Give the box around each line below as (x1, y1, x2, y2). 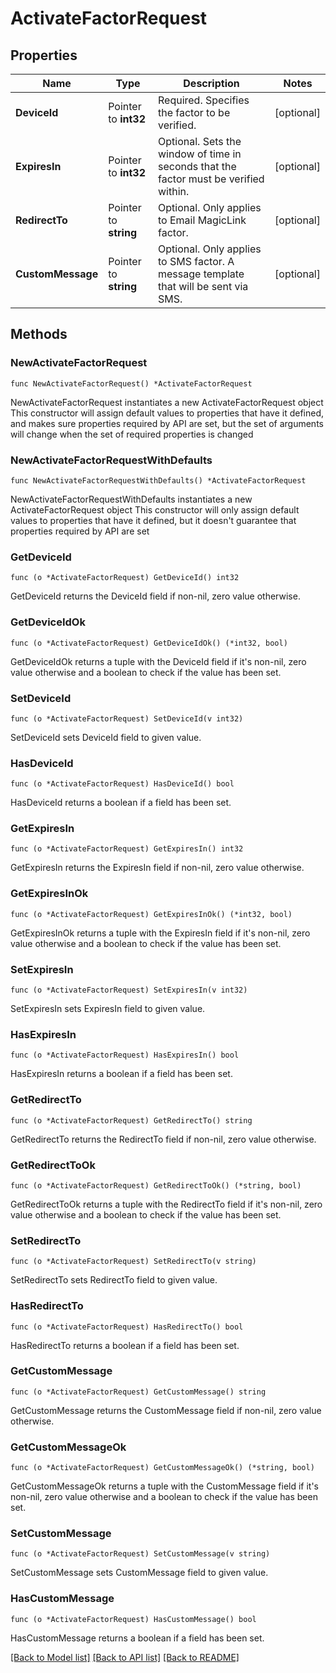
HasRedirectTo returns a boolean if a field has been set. (10, 1339, 240, 1351)
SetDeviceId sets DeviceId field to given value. (10, 731, 202, 743)
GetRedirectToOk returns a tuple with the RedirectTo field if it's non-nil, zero (10, 1198, 323, 1210)
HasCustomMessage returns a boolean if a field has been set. (10, 1632, 265, 1644)
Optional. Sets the (158, 135, 242, 148)
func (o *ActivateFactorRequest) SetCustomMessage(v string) (10, 1549, 271, 1559)
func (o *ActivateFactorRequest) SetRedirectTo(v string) (10, 1257, 257, 1267)
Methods (10, 326, 68, 343)
